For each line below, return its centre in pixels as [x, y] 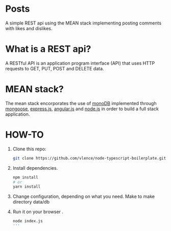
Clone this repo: [29, 149]
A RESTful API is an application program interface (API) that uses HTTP [80, 63]
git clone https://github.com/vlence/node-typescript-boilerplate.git [89, 158]
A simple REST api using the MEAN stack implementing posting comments [83, 23]
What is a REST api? [48, 49]
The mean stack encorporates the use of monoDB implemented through [81, 103]
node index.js [28, 221]
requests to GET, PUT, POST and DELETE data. [55, 68]
